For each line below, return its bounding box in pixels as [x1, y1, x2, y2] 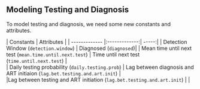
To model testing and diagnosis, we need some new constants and [6, 20, 171, 27]
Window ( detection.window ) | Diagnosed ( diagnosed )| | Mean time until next [6, 44, 192, 52]
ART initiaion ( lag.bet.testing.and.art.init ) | [6, 69, 121, 77]
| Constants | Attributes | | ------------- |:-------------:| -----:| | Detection [6, 38, 187, 45]
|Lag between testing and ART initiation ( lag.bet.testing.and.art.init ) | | [6, 76, 190, 83]
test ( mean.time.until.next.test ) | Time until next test [6, 50, 140, 58]
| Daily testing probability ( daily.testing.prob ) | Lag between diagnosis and [6, 63, 195, 71]
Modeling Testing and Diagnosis [6, 5, 129, 15]
